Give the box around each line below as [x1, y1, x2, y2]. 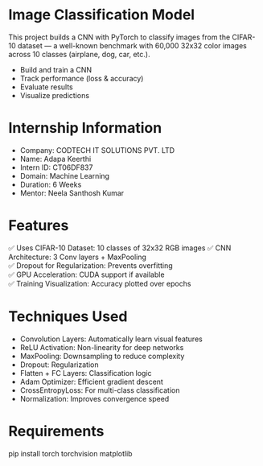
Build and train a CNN [19, 64, 92, 74]
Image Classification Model [8, 6, 195, 24]
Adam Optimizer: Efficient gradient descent [19, 377, 163, 386]
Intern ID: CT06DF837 [19, 163, 93, 172]
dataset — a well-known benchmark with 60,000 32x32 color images [17, 40, 247, 50]
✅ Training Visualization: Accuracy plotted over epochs [8, 278, 191, 288]
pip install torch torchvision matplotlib [8, 448, 133, 458]
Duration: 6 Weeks [19, 179, 82, 189]
